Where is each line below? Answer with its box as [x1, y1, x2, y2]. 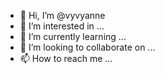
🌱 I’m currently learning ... [19, 31, 127, 42]
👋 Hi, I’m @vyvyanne [19, 10, 106, 21]
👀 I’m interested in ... [19, 20, 105, 32]
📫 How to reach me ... [19, 53, 113, 64]
